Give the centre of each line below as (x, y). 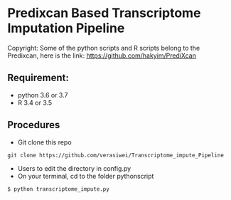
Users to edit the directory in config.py (74, 168)
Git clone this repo (45, 142)
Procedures (34, 125)
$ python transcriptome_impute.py (59, 189)
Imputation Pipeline (66, 28)
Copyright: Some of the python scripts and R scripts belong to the (104, 48)
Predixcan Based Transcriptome (104, 13)
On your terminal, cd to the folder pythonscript (86, 176)
